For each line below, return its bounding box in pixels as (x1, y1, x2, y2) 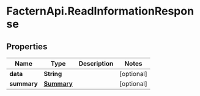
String (43, 70, 62, 78)
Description (78, 60, 114, 67)
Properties (6, 41, 48, 52)
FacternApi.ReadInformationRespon (6, 4, 194, 18)
